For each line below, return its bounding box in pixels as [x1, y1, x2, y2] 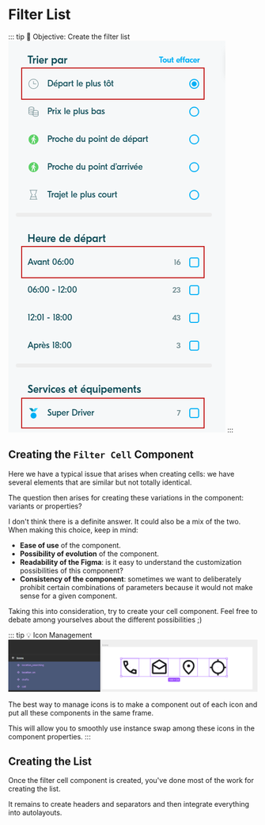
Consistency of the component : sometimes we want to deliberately [19, 574, 242, 584]
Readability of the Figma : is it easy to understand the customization [19, 557, 242, 566]
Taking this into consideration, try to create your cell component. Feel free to [8, 606, 258, 616]
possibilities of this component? [19, 566, 124, 575]
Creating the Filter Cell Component [8, 448, 194, 462]
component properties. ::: [8, 731, 91, 741]
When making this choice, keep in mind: [8, 525, 138, 535]
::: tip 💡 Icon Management [8, 630, 93, 639]
